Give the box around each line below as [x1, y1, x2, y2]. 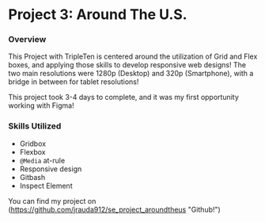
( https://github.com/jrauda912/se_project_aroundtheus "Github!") [8, 205, 221, 214]
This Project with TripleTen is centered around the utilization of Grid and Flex [8, 52, 258, 61]
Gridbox [19, 139, 46, 148]
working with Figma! [8, 101, 74, 110]
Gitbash [19, 172, 46, 182]
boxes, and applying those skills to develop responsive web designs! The [8, 60, 247, 70]
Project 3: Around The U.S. [8, 6, 187, 24]
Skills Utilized [8, 121, 62, 132]
